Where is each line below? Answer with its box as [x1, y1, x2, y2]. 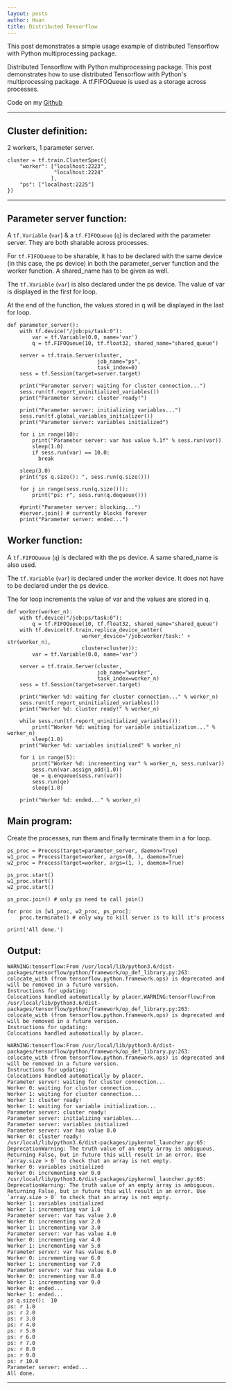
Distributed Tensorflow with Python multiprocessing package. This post [7, 63, 212, 71]
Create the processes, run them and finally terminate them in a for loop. [7, 833, 212, 842]
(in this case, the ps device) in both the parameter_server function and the [7, 260, 220, 267]
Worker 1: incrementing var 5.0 [7, 1243, 101, 1250]
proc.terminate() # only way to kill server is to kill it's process [19, 914, 225, 921]
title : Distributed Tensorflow [7, 23, 98, 30]
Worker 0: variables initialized [7, 1164, 104, 1171]
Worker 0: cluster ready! [7, 1133, 82, 1140]
